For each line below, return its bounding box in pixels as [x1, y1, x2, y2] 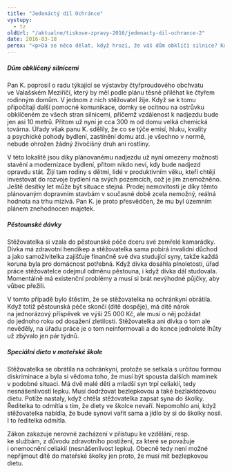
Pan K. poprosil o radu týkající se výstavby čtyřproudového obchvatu [7, 81, 204, 89]
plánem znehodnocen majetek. [7, 204, 95, 213]
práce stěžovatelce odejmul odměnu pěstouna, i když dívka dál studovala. [7, 267, 217, 275]
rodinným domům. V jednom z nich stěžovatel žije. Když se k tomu [7, 95, 196, 104]
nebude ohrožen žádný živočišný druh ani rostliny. [7, 139, 151, 148]
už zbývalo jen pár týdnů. [7, 331, 79, 340]
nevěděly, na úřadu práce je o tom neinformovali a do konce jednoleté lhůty [7, 324, 222, 332]
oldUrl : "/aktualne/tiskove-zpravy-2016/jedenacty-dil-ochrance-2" [7, 29, 206, 37]
